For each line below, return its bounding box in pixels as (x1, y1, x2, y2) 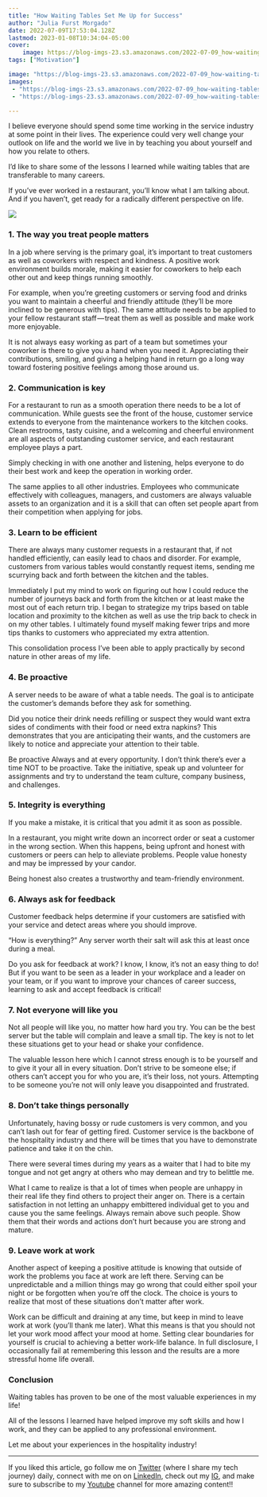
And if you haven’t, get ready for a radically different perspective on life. (8, 194, 244, 204)
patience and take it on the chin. (8, 1143, 114, 1153)
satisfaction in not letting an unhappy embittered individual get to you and (8, 1200, 250, 1209)
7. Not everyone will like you (8, 1005, 118, 1016)
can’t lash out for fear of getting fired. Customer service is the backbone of (8, 1127, 254, 1136)
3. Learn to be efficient (8, 526, 98, 537)
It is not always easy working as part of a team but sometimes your (8, 337, 228, 347)
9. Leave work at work (8, 1245, 95, 1256)
